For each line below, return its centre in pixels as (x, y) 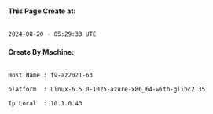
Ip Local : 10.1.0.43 (45, 104)
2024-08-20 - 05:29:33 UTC (52, 34)
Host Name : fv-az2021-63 (50, 75)
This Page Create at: (42, 11)
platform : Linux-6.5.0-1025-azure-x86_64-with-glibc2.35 (107, 90)
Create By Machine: (41, 52)
